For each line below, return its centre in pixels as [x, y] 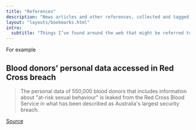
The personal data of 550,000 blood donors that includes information [104, 91]
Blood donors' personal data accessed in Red [90, 68]
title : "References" [31, 11]
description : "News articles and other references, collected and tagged [98, 17]
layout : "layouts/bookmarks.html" [48, 22]
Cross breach [31, 77]
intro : [14, 28]
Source [15, 121]
